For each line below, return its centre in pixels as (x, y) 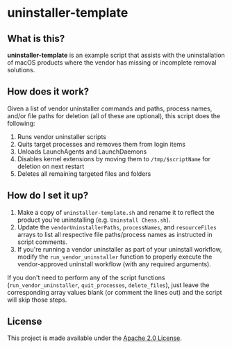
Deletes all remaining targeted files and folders (84, 173)
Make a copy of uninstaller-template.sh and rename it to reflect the (116, 212)
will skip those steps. (37, 300)
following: (21, 123)
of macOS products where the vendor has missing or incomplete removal (112, 63)
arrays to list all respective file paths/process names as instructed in (115, 234)
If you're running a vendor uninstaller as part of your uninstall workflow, (119, 249)
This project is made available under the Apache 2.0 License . (95, 338)
